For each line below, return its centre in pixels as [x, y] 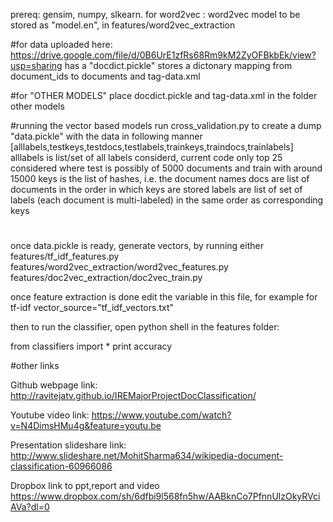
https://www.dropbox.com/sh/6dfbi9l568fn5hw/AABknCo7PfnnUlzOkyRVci [165, 496]
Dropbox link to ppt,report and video [85, 486]
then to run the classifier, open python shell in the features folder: [145, 327]
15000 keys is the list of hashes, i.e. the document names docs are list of [160, 178]
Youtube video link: [50, 415]
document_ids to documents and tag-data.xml [105, 76]
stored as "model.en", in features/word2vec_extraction [123, 25]
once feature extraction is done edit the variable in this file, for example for [164, 297]
